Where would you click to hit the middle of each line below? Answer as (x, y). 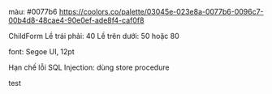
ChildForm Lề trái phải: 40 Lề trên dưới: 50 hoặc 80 (94, 36)
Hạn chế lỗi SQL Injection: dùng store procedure (89, 67)
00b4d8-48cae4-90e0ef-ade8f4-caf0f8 (76, 20)
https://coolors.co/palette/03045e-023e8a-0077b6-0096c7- (161, 12)
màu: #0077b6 (33, 12)
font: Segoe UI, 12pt (41, 51)
